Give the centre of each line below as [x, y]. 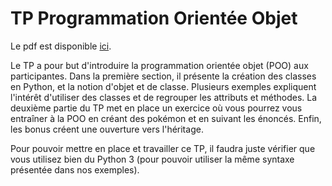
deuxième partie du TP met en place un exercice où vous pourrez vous [156, 108]
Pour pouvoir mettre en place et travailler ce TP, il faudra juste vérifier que [163, 148]
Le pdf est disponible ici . [61, 46]
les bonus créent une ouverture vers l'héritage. [107, 129]
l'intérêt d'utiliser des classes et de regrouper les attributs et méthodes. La [164, 97]
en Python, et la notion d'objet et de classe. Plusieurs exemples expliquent [163, 86]
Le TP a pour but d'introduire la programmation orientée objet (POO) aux [159, 65]
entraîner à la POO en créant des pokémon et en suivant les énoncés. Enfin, [166, 118]
